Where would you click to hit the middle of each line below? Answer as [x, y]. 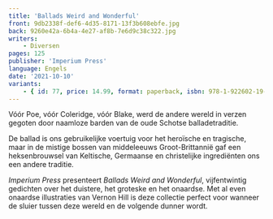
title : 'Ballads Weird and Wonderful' [74, 16]
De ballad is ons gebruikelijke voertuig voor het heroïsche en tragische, [127, 139]
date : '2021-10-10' [41, 76]
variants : [25, 84]
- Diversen [41, 46]
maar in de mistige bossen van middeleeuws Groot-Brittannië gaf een [125, 148]
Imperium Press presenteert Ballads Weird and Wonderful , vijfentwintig [128, 180]
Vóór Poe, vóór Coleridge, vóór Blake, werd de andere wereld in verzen [128, 114]
